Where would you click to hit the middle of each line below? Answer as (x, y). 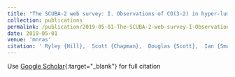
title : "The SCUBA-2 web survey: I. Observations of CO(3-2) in (103, 14)
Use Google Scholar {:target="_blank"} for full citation (84, 66)
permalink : (23, 27)
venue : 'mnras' (29, 40)
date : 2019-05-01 (33, 33)
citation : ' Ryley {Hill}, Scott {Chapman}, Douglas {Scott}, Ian (111, 46)
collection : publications (45, 20)
